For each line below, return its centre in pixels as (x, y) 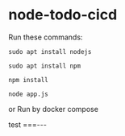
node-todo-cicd (63, 15)
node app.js (28, 94)
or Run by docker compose (54, 109)
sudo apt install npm (45, 66)
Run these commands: (46, 37)
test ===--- (27, 124)
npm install (28, 80)
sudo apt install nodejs (50, 52)
